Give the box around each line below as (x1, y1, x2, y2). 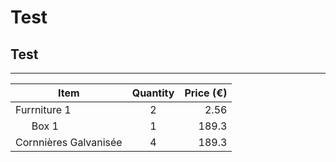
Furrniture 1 (15, 103, 72, 116)
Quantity (131, 86, 175, 100)
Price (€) (184, 86, 228, 100)
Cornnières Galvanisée (15, 136, 123, 149)
